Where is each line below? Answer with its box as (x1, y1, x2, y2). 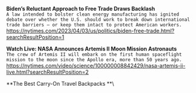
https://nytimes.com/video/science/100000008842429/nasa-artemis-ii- (6, 62, 186, 69)
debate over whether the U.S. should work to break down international (6, 17, 190, 23)
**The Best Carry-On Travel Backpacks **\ (6, 80, 115, 87)
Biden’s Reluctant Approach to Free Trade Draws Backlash (6, 5, 156, 12)
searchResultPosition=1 (6, 34, 65, 41)
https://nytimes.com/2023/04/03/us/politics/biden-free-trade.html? (6, 27, 175, 34)
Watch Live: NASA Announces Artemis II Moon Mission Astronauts (6, 45, 177, 52)
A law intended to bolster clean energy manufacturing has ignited (6, 11, 180, 17)
